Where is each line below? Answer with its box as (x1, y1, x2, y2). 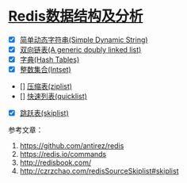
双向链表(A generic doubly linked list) (19, 45, 142, 54)
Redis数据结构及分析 (8, 7, 143, 25)
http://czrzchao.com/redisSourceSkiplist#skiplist (19, 166, 179, 176)
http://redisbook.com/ (19, 158, 92, 167)
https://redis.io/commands (19, 150, 107, 159)
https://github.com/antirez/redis (19, 141, 124, 151)
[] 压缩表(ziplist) (19, 82, 73, 91)
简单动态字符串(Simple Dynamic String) (19, 35, 148, 44)
